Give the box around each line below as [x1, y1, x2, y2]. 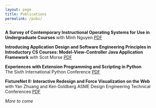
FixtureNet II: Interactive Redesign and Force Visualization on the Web [5, 78, 150, 84]
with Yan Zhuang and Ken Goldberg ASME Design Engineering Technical [5, 84, 151, 90]
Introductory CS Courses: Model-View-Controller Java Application [5, 49, 143, 55]
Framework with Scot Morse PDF [5, 54, 72, 60]
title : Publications [5, 12, 47, 17]
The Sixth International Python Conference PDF [5, 69, 100, 75]
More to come [5, 98, 33, 104]
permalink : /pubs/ [5, 16, 42, 21]
